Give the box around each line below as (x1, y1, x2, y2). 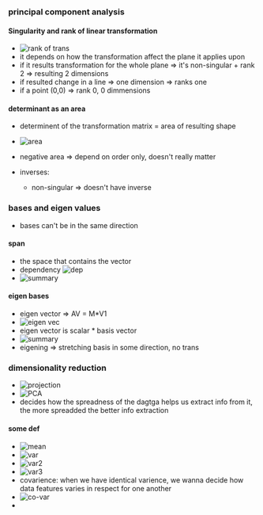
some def (8, 423, 40, 433)
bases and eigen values (8, 203, 101, 214)
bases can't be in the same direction (19, 220, 138, 230)
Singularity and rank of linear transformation (8, 26, 158, 36)
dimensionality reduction (8, 362, 107, 373)
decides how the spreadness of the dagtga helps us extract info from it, (19, 397, 253, 406)
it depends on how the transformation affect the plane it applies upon (19, 52, 246, 62)
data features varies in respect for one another (19, 483, 172, 493)
